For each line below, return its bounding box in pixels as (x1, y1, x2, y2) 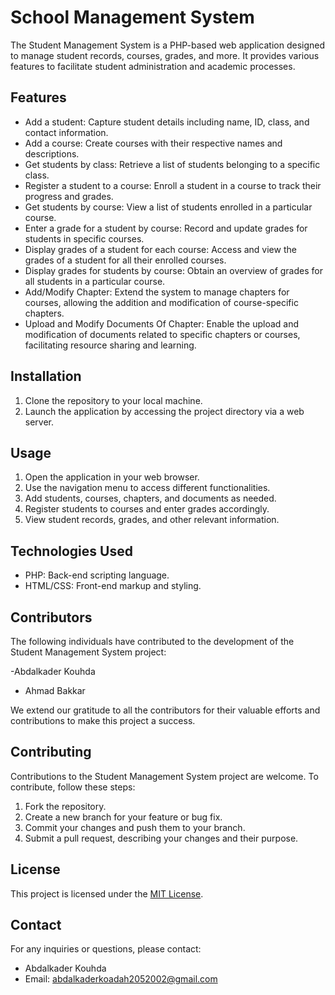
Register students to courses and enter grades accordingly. (24, 503, 270, 515)
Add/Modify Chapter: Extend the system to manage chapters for (24, 286, 290, 298)
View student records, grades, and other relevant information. (24, 514, 280, 526)
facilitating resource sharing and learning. (24, 339, 197, 351)
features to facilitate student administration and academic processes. (10, 60, 296, 72)
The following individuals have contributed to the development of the (10, 636, 295, 647)
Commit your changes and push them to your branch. (24, 821, 246, 833)
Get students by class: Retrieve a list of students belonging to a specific (24, 158, 321, 170)
